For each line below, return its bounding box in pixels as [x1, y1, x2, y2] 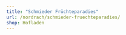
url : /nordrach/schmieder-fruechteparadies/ [6, 14, 121, 20]
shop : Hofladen [6, 20, 45, 26]
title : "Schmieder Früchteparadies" [6, 8, 99, 15]
